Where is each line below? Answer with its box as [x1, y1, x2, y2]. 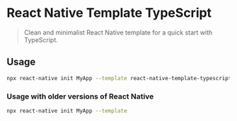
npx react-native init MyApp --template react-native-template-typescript [6, 75, 232, 82]
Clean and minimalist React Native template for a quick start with [23, 28, 213, 37]
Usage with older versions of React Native [6, 91, 154, 101]
